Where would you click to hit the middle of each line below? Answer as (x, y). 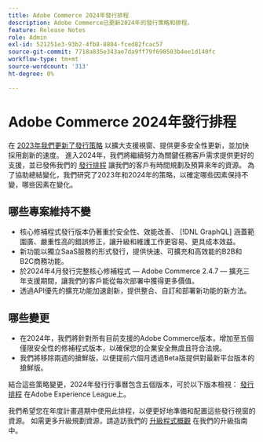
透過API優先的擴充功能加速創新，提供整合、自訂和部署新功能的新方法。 (135, 290)
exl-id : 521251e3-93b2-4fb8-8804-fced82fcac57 (86, 45)
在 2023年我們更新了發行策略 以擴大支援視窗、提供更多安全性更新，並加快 (129, 145)
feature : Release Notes (47, 30)
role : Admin (27, 37)
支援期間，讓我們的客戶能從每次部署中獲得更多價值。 (112, 281)
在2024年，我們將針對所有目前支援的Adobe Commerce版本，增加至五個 (137, 338)
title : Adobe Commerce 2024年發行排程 (69, 15)
